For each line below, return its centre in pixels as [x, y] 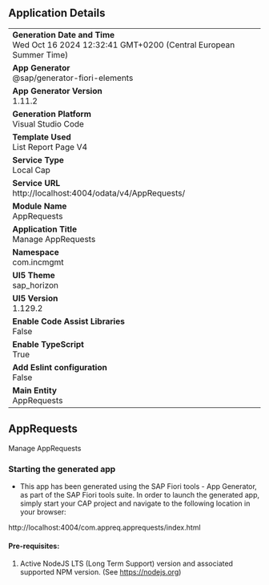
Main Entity [35, 390]
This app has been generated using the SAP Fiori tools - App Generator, [139, 486]
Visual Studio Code [48, 123]
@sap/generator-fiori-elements [73, 78]
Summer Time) [40, 54]
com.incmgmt [38, 262]
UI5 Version [35, 298]
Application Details [57, 13]
